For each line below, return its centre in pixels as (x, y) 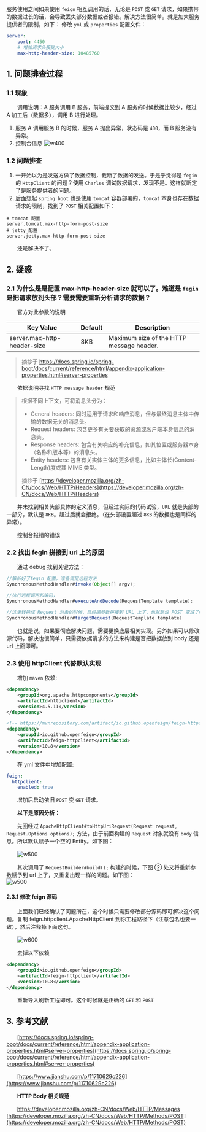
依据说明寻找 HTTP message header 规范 (66, 388)
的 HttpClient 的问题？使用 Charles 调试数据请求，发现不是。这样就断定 (106, 183)
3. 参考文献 (27, 1021)
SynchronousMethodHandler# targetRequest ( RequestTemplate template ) (94, 618)
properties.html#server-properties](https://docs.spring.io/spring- (89, 1050)
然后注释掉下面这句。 (46, 927)
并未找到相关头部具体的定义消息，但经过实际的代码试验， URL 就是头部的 (108, 507)
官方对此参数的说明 (41, 312)
